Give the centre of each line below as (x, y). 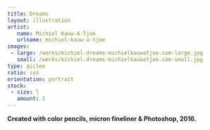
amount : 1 (31, 99)
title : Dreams (28, 14)
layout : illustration (39, 20)
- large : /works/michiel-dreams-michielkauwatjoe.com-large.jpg (106, 53)
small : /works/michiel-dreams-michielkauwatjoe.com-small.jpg (110, 60)
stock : (17, 86)
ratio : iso (23, 72)
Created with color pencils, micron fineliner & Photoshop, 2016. (102, 119)
